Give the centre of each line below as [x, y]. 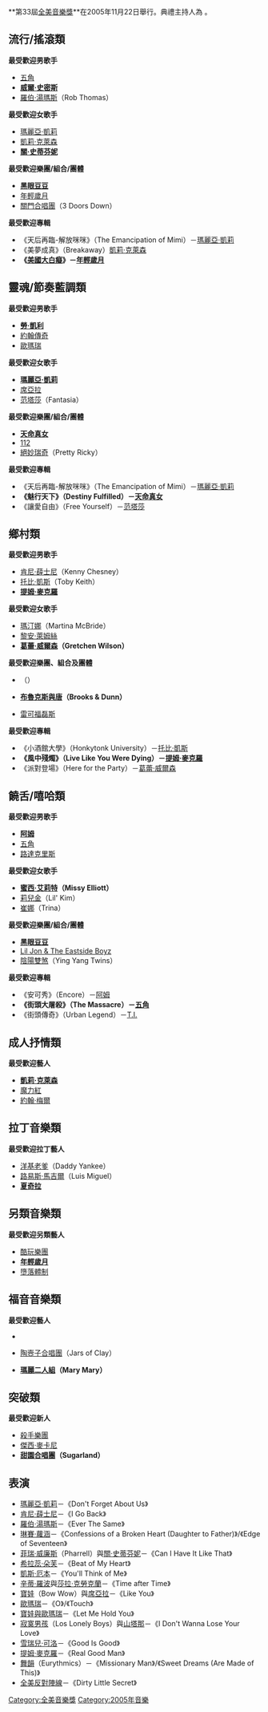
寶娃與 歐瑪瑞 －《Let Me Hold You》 [77, 1613]
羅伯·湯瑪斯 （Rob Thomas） [66, 97]
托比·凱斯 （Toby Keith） [60, 582]
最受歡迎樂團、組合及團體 [50, 663]
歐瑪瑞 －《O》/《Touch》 [56, 1604]
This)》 [30, 1673]
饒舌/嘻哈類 [37, 796]
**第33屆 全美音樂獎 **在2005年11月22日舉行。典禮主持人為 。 [110, 12]
